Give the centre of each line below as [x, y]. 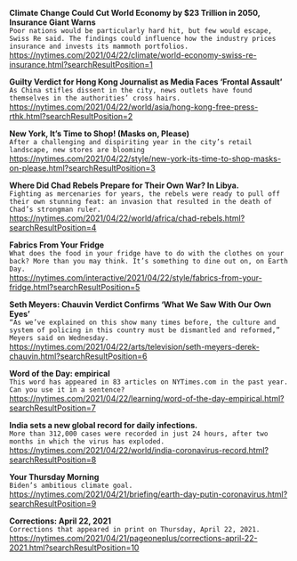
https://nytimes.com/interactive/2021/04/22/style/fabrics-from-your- [136, 278]
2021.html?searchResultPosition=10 [74, 548]
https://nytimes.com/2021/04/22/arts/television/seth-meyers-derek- [135, 347]
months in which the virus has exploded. [87, 442]
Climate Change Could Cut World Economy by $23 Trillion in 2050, [135, 13]
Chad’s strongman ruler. [55, 209]
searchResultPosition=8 [53, 459]
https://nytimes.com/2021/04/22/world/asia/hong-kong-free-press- [134, 107]
